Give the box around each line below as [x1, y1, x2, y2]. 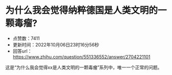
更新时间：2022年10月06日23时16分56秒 [12, 41, 99, 47]
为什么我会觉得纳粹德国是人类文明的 [5, 5, 158, 16]
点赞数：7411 [12, 35, 40, 41]
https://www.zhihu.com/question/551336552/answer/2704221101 [12, 54, 150, 60]
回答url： [12, 48, 32, 54]
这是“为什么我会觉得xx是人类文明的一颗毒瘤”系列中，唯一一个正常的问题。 [5, 64, 162, 70]
